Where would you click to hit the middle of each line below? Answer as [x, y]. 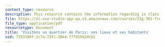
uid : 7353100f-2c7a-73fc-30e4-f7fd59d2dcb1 [50, 37]
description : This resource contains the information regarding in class [82, 14]
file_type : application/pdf [34, 23]
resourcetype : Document [29, 28]
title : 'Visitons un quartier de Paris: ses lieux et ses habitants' [78, 32]
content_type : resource [29, 10]
